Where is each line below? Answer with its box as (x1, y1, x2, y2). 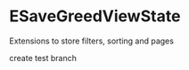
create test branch (9, 52, 78, 63)
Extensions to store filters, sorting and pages (9, 35, 174, 46)
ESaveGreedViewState (9, 6, 181, 27)
